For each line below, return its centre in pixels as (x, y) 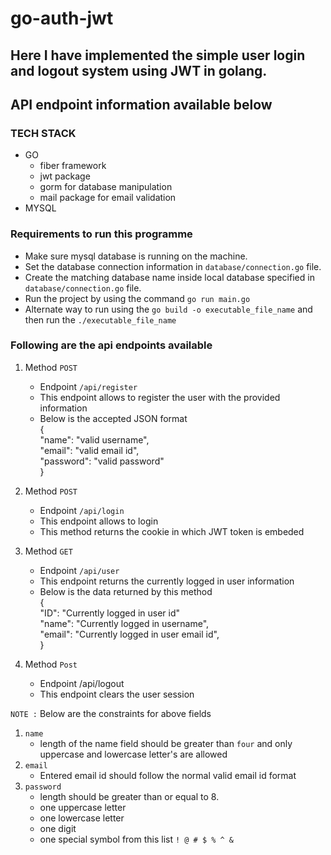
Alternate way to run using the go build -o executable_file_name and (168, 309)
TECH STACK (43, 133)
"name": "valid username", (94, 439)
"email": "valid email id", (89, 450)
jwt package (65, 176)
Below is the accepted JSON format (113, 418)
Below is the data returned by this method (126, 591)
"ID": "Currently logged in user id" (110, 613)
